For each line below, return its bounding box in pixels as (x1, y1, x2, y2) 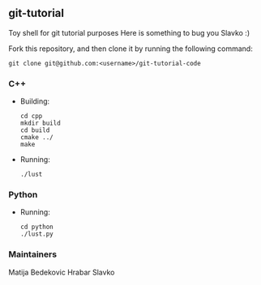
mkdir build (19, 119, 61, 128)
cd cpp (19, 113, 43, 121)
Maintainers (8, 249, 58, 260)
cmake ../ (19, 134, 54, 142)
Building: (19, 96, 50, 106)
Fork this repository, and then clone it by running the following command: (8, 44, 253, 53)
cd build (19, 126, 50, 134)
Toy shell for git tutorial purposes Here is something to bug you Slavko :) (8, 28, 250, 37)
